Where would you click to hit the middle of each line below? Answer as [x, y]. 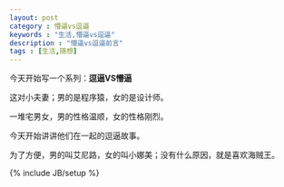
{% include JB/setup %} [54, 173]
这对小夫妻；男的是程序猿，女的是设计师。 [89, 98]
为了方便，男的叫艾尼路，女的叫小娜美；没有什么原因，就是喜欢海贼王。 [144, 155]
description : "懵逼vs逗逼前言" [67, 43]
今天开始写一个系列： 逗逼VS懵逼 [71, 79]
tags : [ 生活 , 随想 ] [44, 51]
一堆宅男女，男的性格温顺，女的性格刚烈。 [89, 117]
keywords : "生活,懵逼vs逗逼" [62, 34]
